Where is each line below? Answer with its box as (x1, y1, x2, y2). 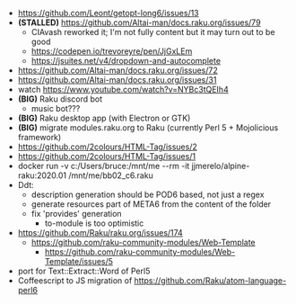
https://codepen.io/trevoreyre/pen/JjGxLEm (30, 46, 193, 57)
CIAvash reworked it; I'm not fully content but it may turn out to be (30, 27, 275, 37)
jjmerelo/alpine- (191, 161, 250, 171)
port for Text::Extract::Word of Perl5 (17, 265, 151, 276)
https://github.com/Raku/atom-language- (134, 275, 287, 286)
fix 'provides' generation (30, 209, 123, 219)
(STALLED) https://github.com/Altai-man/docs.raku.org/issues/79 (17, 17, 262, 28)
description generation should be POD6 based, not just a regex (30, 189, 265, 200)
